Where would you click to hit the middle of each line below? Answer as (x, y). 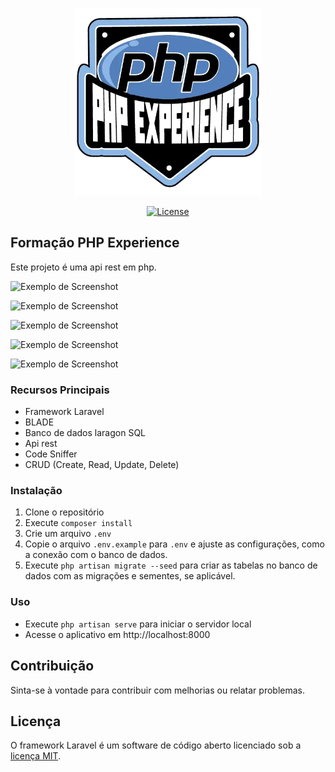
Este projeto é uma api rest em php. (83, 267)
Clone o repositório (64, 512)
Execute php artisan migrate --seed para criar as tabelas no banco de (171, 565)
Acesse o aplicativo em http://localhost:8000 (117, 634)
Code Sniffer (51, 454)
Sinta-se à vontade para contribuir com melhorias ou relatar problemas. (157, 690)
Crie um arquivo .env (68, 534)
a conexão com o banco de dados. (96, 555)
